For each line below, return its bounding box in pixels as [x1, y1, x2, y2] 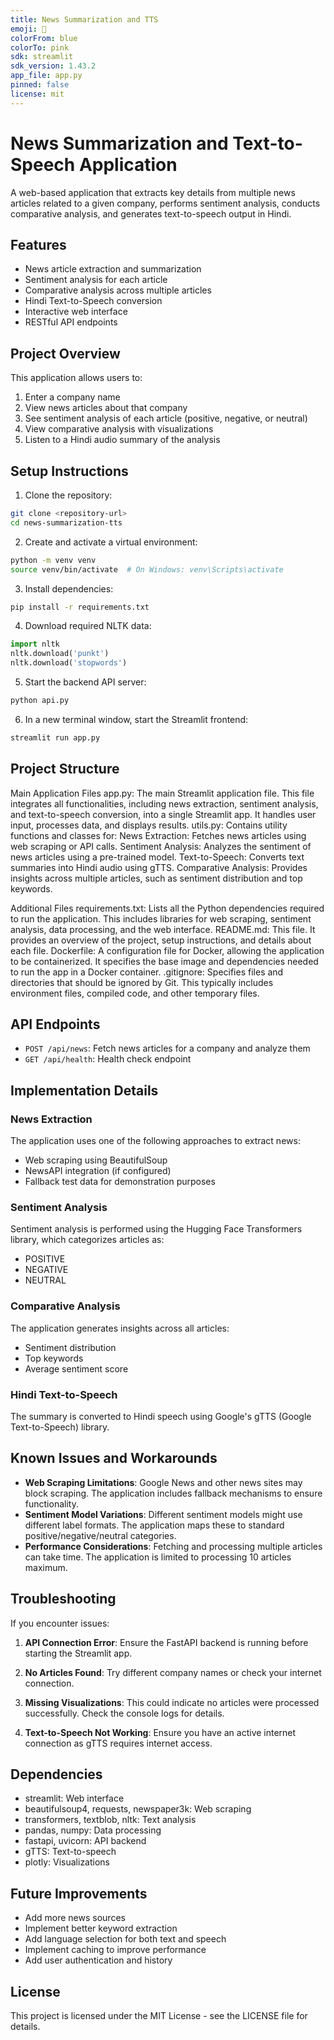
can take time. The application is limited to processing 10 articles [24, 1551, 292, 1563]
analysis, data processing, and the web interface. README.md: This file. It [10, 923, 316, 935]
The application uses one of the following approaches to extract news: [10, 1135, 301, 1147]
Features [10, 236, 67, 253]
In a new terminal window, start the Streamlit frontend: [24, 713, 249, 725]
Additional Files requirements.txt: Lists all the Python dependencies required [10, 902, 325, 914]
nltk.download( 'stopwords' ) [10, 658, 128, 668]
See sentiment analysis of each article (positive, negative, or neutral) [24, 412, 308, 425]
